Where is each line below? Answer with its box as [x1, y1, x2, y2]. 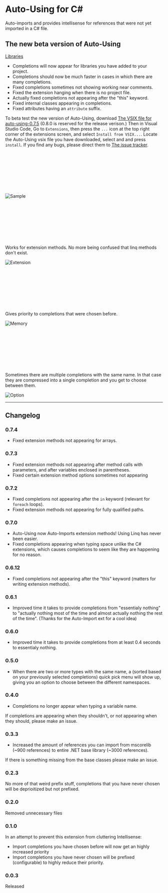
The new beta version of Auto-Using [5, 40, 121, 49]
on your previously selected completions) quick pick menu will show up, [12, 674, 161, 680]
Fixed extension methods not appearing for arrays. [12, 437, 117, 443]
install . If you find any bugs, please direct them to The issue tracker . [5, 142, 149, 148]
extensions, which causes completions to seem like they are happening [12, 547, 159, 553]
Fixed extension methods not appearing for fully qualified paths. [12, 507, 145, 513]
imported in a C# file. [5, 25, 48, 31]
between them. [5, 382, 36, 388]
